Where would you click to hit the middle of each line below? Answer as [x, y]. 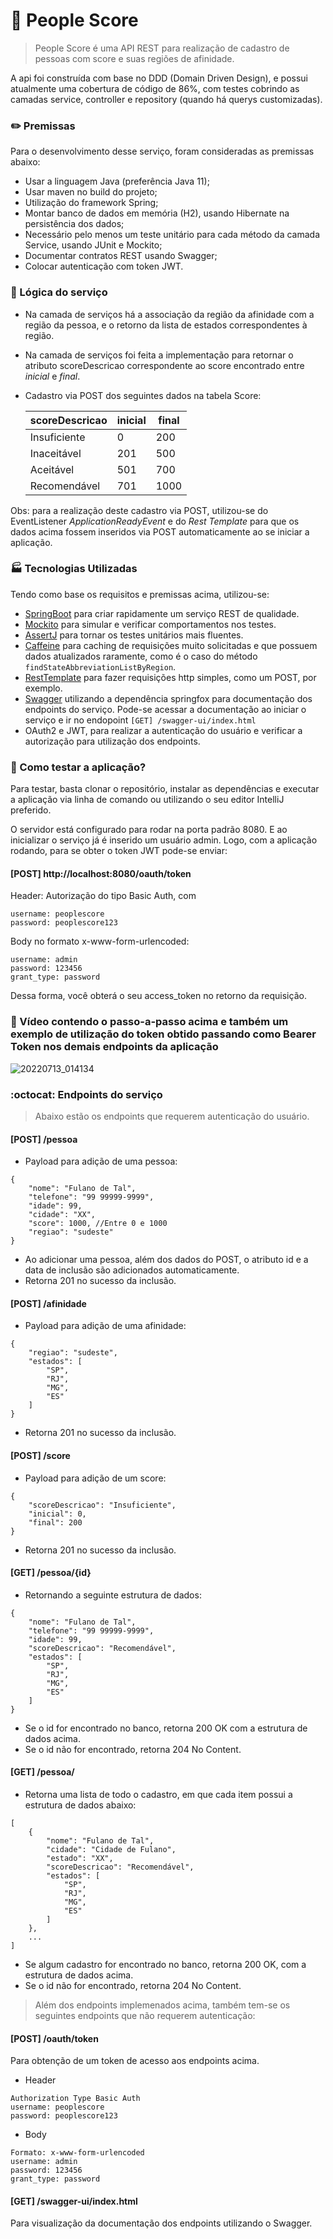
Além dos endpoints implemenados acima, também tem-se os [162, 2005]
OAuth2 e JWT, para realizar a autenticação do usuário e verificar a [163, 730]
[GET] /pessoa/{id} [51, 1573]
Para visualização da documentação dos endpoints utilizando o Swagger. [161, 2223]
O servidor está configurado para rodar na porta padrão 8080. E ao [149, 830]
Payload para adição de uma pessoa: [101, 1161]
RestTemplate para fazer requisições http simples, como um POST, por [170, 677]
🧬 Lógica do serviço [59, 292]
